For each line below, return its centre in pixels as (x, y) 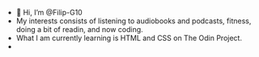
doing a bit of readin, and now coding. (79, 29)
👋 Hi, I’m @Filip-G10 (49, 12)
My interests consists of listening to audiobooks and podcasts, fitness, (134, 21)
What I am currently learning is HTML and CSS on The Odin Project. (129, 38)
